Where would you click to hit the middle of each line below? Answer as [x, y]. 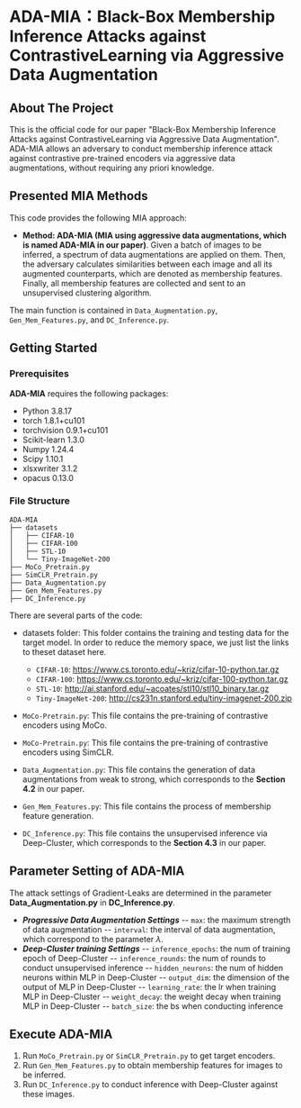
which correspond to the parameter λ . [93, 939]
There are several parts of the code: [76, 615]
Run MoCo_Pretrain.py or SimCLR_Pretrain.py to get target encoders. [149, 1056]
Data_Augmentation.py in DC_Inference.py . [92, 902]
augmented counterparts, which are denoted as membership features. [152, 273]
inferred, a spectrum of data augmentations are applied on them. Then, [154, 254]
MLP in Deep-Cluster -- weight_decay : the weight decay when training [151, 996]
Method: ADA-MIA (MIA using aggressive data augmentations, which [155, 235]
